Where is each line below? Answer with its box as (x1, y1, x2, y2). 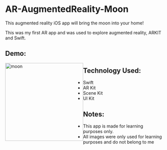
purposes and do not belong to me (83, 139, 155, 145)
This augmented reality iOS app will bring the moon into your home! (5, 20, 144, 26)
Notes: (83, 110, 105, 118)
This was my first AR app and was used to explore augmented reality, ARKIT (5, 29, 162, 35)
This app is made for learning (83, 123, 144, 129)
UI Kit (83, 96, 95, 102)
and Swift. (5, 35, 26, 41)
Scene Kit (83, 90, 103, 96)
